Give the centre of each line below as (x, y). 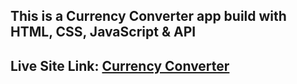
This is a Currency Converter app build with (148, 16)
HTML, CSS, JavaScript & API (103, 32)
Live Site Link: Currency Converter (120, 65)
